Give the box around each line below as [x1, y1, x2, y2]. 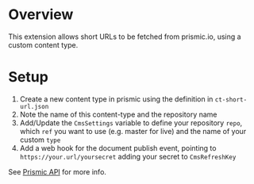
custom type [19, 135, 61, 144]
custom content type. [8, 40, 79, 49]
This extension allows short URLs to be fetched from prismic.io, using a [8, 32, 241, 41]
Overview [8, 6, 74, 24]
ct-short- [214, 95, 248, 104]
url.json [19, 102, 49, 110]
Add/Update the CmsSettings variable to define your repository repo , [19, 117, 243, 128]
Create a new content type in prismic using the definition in [19, 94, 214, 104]
